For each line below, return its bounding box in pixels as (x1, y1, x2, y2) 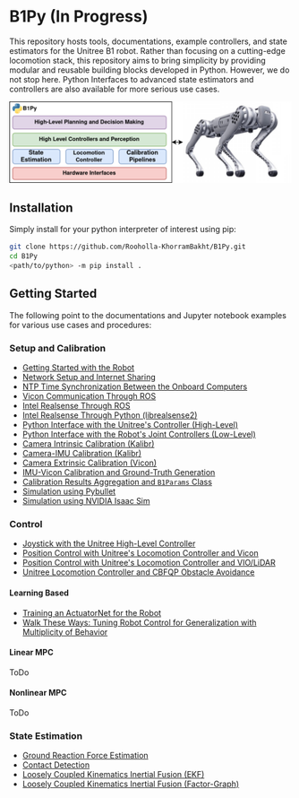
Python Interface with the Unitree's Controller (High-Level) (21, 420, 239, 430)
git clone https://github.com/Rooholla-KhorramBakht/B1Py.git (9, 242, 246, 252)
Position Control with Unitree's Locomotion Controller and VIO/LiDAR (21, 558, 276, 568)
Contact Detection (21, 759, 90, 770)
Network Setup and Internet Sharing (21, 372, 157, 383)
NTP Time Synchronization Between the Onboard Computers (21, 381, 248, 392)
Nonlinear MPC (9, 688, 67, 698)
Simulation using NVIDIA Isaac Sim (21, 496, 150, 507)
